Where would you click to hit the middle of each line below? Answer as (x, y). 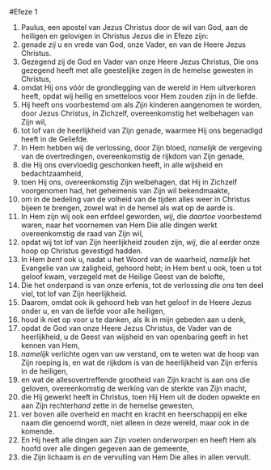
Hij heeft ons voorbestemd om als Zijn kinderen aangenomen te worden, (141, 105)
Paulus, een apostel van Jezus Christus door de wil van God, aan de (134, 27)
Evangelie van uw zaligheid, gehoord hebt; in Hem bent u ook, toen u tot (141, 268)
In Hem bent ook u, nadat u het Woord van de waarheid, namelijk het (135, 259)
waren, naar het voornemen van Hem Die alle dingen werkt (119, 225)
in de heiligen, (44, 371)
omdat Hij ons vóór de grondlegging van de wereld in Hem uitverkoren (138, 87)
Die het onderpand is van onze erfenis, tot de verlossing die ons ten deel (142, 285)
